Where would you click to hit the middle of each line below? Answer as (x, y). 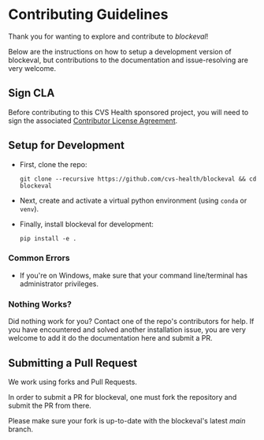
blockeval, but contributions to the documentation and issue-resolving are (128, 60)
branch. (21, 429)
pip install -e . (48, 238)
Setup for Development (66, 145)
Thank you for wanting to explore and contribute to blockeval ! (108, 36)
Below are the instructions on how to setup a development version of (120, 51)
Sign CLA (32, 93)
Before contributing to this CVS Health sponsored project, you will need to (128, 112)
